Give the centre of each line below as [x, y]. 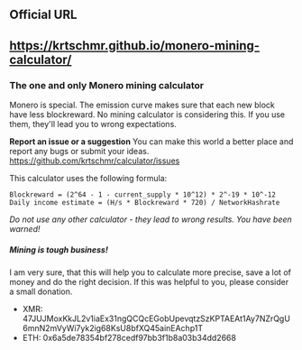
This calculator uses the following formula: [88, 179]
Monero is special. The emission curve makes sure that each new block [142, 105]
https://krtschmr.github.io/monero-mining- [134, 46]
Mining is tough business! [59, 249]
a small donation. [41, 291]
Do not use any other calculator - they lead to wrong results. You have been [151, 219]
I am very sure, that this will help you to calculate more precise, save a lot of [150, 272]
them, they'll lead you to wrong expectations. [93, 124]
